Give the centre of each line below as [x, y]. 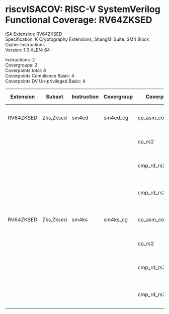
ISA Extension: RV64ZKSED [34, 34]
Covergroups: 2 [21, 65]
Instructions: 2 [20, 59]
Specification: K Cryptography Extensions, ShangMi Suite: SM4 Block [77, 39]
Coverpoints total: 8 [26, 70]
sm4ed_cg [116, 118]
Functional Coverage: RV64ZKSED [79, 20]
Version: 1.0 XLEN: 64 [28, 50]
